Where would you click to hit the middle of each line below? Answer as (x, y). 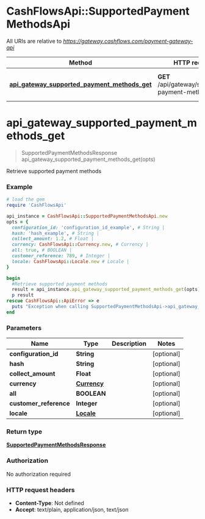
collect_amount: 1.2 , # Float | (53, 239)
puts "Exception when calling (50, 307)
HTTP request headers (41, 490)
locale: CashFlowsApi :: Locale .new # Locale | (71, 261)
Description (129, 344)
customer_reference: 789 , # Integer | (61, 256)
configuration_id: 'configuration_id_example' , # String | (88, 227)
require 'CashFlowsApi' (37, 206)
